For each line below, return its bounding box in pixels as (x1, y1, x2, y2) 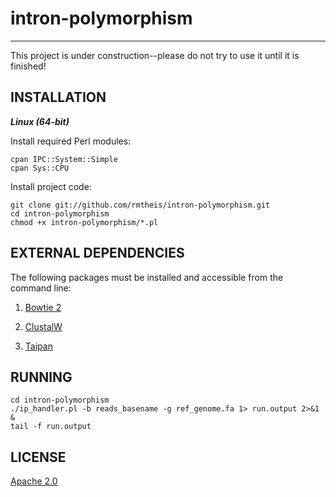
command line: (10, 282, 72, 294)
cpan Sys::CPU (10, 163, 70, 173)
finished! (10, 60, 47, 72)
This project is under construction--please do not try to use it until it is (10, 49, 300, 61)
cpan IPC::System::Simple (10, 154, 118, 164)
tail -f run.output (10, 422, 92, 432)
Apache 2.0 (10, 475, 58, 487)
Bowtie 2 (24, 301, 62, 313)
